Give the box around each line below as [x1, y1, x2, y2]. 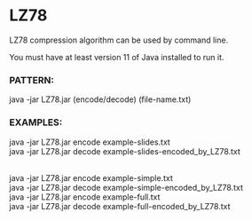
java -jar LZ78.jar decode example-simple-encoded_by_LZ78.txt [9, 182, 244, 192]
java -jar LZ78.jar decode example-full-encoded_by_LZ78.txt [9, 200, 231, 211]
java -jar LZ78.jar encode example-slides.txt [9, 137, 170, 147]
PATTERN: [9, 74, 55, 86]
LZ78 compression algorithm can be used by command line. [9, 35, 229, 45]
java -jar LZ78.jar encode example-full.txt [9, 192, 161, 202]
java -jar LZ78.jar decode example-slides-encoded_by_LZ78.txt [9, 145, 241, 156]
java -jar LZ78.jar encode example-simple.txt [9, 172, 173, 183]
